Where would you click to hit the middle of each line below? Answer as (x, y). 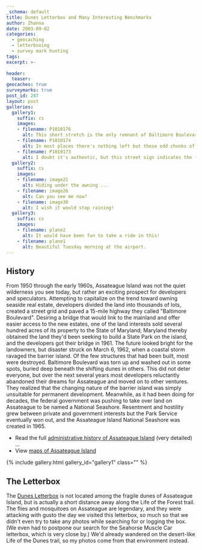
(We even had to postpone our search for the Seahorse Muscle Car (89, 528)
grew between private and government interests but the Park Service (92, 413)
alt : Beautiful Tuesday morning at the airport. (84, 247)
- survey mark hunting (40, 51)
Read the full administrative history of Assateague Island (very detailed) (103, 438)
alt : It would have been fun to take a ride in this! (91, 235)
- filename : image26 (43, 191)
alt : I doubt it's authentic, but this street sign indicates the (107, 157)
